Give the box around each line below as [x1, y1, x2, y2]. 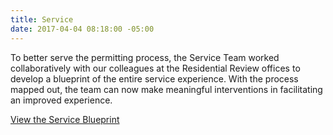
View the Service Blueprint [10, 113, 120, 125]
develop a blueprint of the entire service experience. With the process [10, 72, 299, 85]
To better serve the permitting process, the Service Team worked [10, 51, 280, 63]
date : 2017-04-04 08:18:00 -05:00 [10, 24, 155, 34]
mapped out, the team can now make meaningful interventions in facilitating [10, 83, 323, 95]
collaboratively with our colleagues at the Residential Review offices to [10, 62, 301, 74]
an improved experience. [10, 94, 113, 106]
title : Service [10, 14, 74, 25]
